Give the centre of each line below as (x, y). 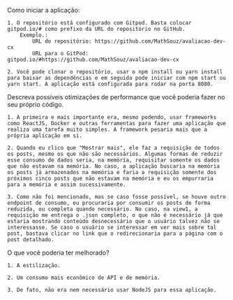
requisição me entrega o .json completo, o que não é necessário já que (115, 215)
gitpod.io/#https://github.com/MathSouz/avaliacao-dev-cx (93, 59)
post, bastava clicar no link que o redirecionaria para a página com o (115, 234)
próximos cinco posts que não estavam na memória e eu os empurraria (111, 178)
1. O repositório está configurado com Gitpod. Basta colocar (99, 23)
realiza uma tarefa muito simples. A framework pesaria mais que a (107, 129)
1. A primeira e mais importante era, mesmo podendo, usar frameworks (112, 117)
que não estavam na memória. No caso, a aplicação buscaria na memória (113, 166)
